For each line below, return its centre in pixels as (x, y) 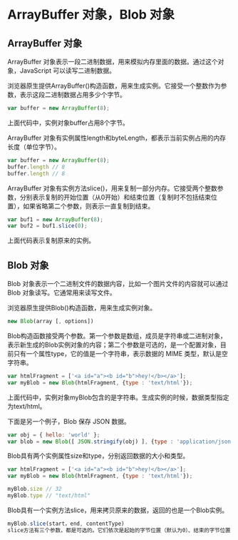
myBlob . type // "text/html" (49, 496)
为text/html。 (27, 406)
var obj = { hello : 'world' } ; (54, 435)
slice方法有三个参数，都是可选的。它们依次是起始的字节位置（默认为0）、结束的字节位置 (119, 530)
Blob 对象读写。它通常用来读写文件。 (62, 292)
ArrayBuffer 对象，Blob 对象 (91, 15)
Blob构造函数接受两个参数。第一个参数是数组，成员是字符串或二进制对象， (117, 335)
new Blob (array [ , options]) (51, 322)
